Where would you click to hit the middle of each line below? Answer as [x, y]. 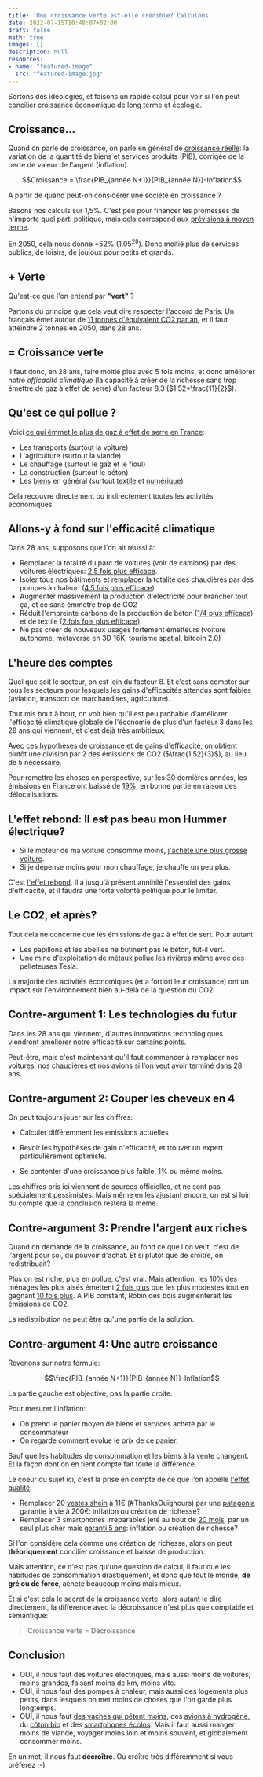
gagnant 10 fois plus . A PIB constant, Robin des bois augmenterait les [120, 1296]
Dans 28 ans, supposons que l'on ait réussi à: [82, 548]
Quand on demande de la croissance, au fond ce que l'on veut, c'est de [124, 1247]
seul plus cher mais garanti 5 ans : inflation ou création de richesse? [128, 1528]
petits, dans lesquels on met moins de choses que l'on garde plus [126, 1699]
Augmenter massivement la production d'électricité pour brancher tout [134, 596]
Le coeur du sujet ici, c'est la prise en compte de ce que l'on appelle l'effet [129, 1480]
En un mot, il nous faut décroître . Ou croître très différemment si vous [121, 1756]
